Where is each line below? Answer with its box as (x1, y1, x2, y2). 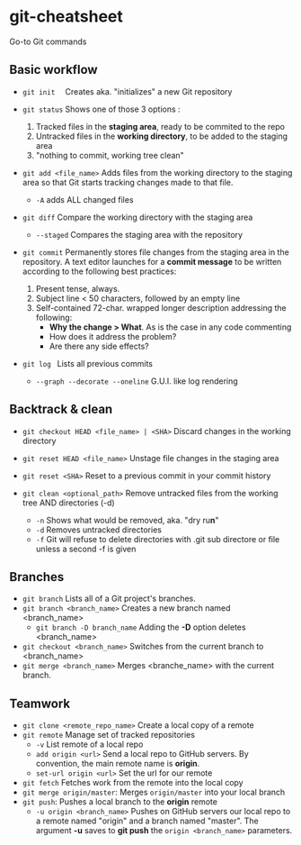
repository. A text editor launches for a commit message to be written (22, 256, 282, 267)
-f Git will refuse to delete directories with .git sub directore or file (35, 533, 280, 544)
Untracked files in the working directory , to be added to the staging (35, 131, 288, 141)
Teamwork (9, 695, 70, 711)
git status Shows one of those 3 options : (22, 104, 181, 114)
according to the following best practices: (22, 266, 177, 277)
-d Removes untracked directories (35, 524, 162, 535)
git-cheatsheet (9, 6, 124, 27)
